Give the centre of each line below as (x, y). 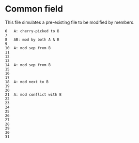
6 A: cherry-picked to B (32, 31)
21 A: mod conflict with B (33, 94)
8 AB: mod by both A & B (32, 40)
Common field (34, 9)
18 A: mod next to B (27, 82)
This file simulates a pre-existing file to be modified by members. (70, 22)
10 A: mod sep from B (28, 48)
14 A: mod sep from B (28, 65)
